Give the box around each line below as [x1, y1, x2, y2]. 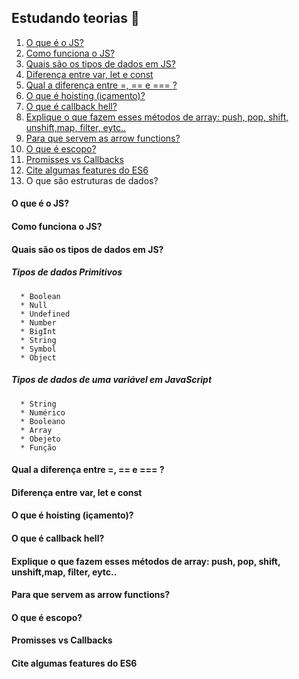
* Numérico [20, 407, 66, 418]
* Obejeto [20, 434, 61, 444]
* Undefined [20, 309, 71, 319]
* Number [20, 317, 57, 328]
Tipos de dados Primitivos [11, 266, 123, 278]
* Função [20, 442, 57, 453]
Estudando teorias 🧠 [11, 10, 140, 27]
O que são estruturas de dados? [25, 174, 159, 186]
